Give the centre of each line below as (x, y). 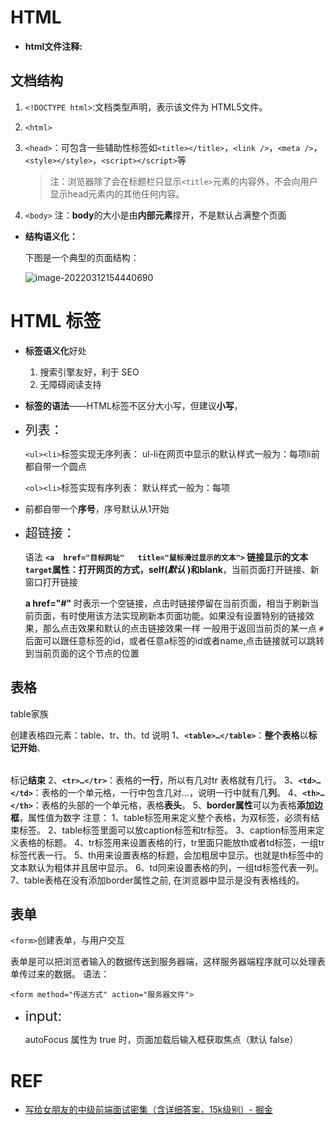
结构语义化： (51, 236)
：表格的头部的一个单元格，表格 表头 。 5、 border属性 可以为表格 (164, 805)
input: (43, 1016)
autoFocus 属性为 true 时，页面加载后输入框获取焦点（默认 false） (161, 1040)
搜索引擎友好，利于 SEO (89, 372)
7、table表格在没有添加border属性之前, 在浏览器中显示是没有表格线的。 (157, 880)
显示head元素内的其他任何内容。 (117, 193)
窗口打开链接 (51, 582)
